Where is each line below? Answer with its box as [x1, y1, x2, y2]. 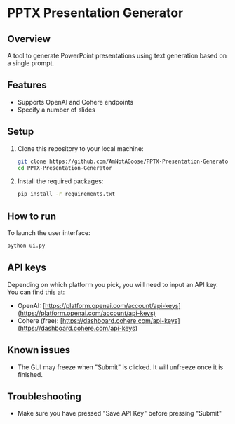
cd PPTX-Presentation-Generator [17, 164, 112, 171]
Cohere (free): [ [17, 316, 63, 324]
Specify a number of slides [17, 105, 96, 114]
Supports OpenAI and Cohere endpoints [17, 98, 134, 106]
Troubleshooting [7, 390, 82, 402]
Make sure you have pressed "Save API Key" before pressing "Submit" [17, 409, 222, 418]
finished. [17, 370, 43, 378]
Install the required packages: [17, 177, 104, 185]
